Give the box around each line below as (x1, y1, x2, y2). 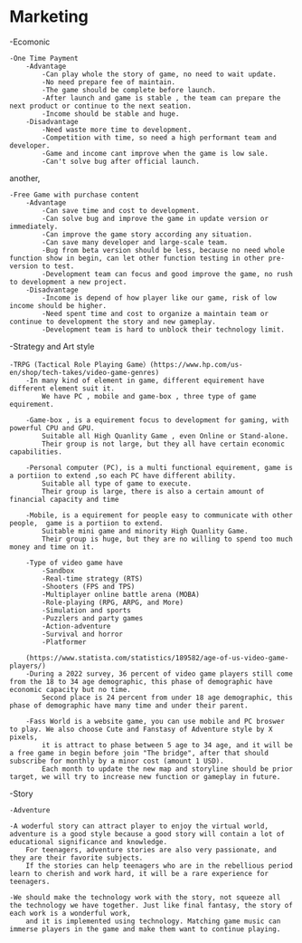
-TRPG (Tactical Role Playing (9, 360, 124, 369)
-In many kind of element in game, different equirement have (25, 376, 265, 385)
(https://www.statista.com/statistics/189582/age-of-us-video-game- (25, 653, 289, 662)
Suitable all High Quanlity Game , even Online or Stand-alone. (42, 431, 289, 440)
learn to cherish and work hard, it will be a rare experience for (9, 869, 269, 878)
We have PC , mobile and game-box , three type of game (42, 391, 257, 400)
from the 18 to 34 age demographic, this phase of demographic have (9, 677, 273, 686)
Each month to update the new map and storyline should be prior (42, 764, 294, 774)
